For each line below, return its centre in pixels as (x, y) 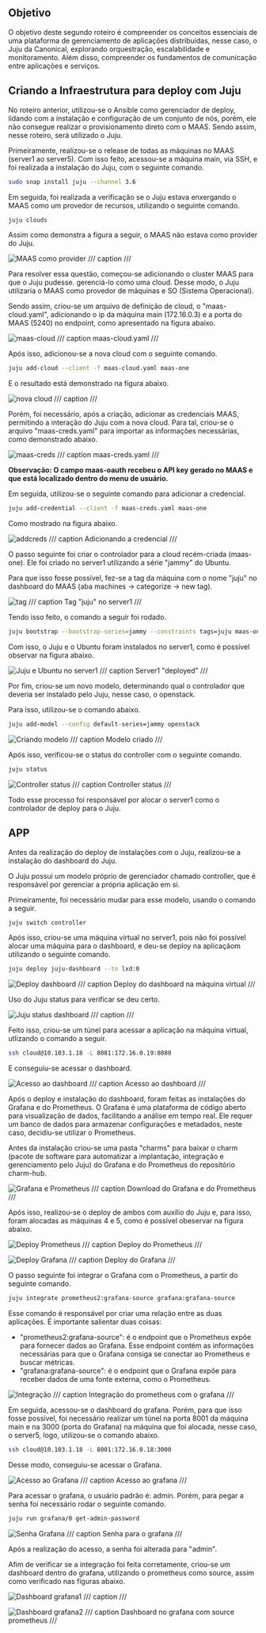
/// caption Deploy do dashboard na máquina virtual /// (167, 984)
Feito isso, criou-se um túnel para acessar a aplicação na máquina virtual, (128, 1030)
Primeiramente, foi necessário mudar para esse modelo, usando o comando (132, 899)
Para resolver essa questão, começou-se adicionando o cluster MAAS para (131, 274)
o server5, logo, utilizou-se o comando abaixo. (84, 1435)
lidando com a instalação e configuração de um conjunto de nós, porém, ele (132, 118)
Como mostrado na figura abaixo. (63, 524)
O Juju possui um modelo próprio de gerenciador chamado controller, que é (132, 876)
